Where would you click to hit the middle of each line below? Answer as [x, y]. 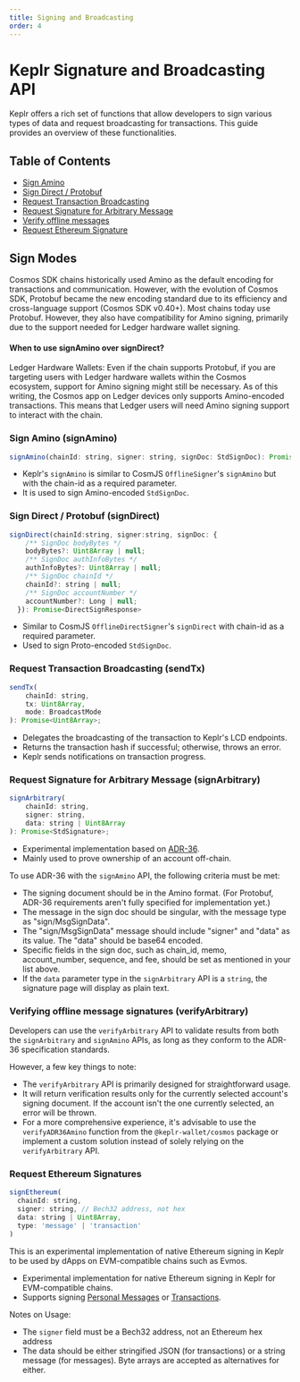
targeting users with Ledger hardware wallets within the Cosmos [128, 377]
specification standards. [65, 1050]
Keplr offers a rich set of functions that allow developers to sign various [141, 114]
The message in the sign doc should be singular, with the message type [154, 911]
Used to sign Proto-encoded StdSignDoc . [96, 646]
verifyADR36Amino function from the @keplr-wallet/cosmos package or [150, 1132]
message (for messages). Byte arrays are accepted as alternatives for [150, 1360]
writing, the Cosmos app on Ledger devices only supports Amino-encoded [147, 396]
